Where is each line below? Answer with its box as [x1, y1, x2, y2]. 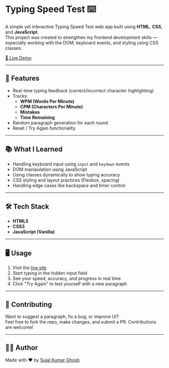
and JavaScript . [5, 29, 39, 35]
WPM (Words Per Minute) [20, 98, 74, 104]
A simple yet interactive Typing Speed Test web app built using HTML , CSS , [5, 23, 162, 30]
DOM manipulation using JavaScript [12, 166, 87, 172]
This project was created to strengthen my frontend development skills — [5, 34, 157, 40]
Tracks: [12, 93, 29, 99]
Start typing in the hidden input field [12, 270, 88, 276]
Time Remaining [20, 114, 55, 120]
